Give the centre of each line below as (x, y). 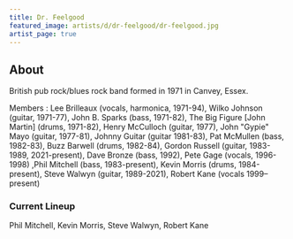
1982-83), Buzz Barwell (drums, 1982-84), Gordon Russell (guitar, (128, 146)
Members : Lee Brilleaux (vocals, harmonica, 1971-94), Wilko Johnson (136, 108)
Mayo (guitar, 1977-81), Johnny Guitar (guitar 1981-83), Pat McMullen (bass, (147, 136)
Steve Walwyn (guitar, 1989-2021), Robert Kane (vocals (144, 174)
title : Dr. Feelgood (47, 17)
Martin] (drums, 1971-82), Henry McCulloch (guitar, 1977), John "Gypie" (139, 127)
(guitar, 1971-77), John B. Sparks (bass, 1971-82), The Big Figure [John (138, 118)
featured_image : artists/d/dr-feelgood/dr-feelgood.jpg (114, 26)
